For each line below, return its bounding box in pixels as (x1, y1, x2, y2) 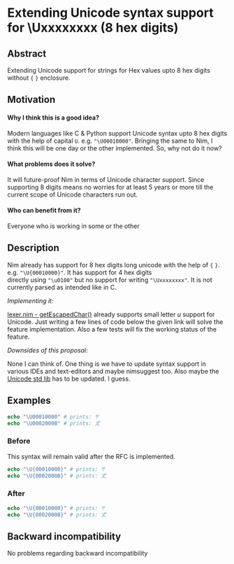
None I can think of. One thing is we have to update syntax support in (7, 359, 206, 368)
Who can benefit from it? (7, 206, 82, 215)
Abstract (7, 48, 47, 59)
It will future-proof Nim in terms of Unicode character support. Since (7, 175, 205, 183)
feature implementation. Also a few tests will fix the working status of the (7, 325, 217, 333)
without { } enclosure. (7, 73, 71, 82)
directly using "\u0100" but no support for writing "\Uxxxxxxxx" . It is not (7, 275, 212, 284)
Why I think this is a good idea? (7, 113, 100, 122)
